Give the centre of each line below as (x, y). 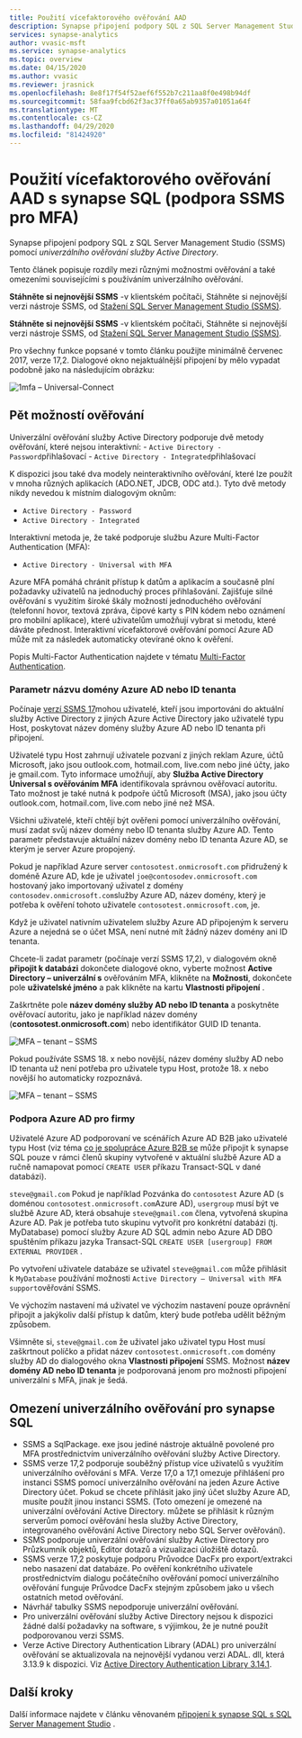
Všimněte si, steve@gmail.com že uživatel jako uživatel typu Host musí (138, 1342)
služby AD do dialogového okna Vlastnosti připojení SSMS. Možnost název (150, 1361)
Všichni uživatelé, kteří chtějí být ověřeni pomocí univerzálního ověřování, (145, 820)
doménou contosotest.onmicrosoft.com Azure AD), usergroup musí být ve (144, 1203)
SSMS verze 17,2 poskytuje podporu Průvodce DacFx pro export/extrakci (157, 1559)
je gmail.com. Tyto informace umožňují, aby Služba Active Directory (136, 774)
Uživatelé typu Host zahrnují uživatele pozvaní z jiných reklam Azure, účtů (147, 755)
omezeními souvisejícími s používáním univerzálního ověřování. (127, 279)
